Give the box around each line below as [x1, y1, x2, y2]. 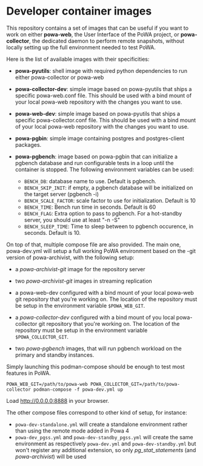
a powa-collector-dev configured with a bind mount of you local [15, 314, 175, 321]
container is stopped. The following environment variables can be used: [15, 166, 195, 173]
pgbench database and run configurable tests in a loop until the [15, 159, 174, 166]
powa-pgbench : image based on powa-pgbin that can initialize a [15, 153, 178, 160]
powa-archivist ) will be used [15, 453, 87, 460]
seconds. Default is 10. [24, 229, 81, 236]
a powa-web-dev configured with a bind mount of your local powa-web [15, 289, 194, 296]
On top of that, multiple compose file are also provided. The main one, [6, 241, 181, 248]
